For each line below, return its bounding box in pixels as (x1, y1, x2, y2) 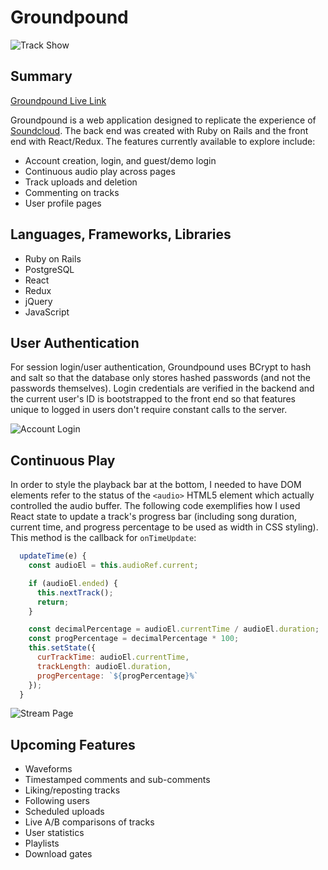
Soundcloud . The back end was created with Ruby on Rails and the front (10, 124, 309, 136)
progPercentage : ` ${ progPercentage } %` (36, 671, 199, 681)
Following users (24, 795, 90, 807)
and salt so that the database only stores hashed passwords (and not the (10, 372, 311, 384)
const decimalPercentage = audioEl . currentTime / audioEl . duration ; (28, 624, 320, 635)
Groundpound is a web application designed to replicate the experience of (10, 114, 317, 126)
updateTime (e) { (19, 551, 87, 561)
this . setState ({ (28, 643, 97, 653)
